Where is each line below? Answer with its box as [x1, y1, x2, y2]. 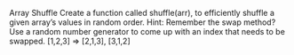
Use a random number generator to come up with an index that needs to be [9, 27, 286, 36]
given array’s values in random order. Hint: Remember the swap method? [9, 17, 276, 27]
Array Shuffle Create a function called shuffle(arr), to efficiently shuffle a [9, 8, 275, 18]
